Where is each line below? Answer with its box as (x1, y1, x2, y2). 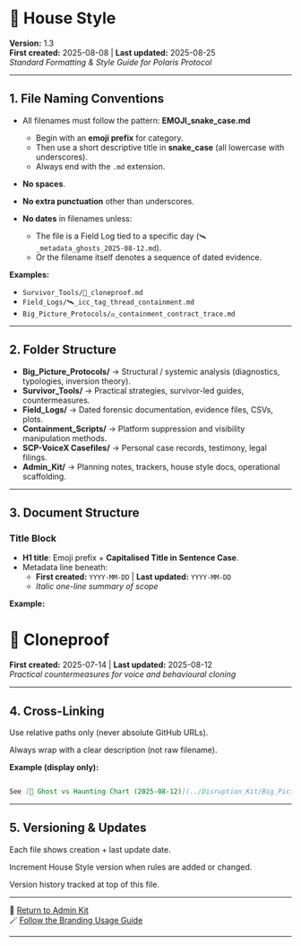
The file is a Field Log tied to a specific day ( (35, 230, 200, 241)
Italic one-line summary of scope (35, 581, 159, 592)
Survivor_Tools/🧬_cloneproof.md (21, 288, 143, 297)
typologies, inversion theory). (21, 376, 132, 386)
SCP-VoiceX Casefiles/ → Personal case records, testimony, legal (21, 442, 267, 453)
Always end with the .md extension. (35, 161, 166, 171)
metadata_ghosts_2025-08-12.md (35, 244, 157, 253)
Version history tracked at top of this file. (9, 879, 159, 890)
